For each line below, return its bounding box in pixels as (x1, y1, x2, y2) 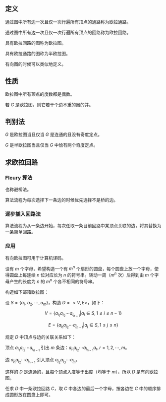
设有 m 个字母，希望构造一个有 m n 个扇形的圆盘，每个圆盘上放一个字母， (5, 265, 155, 271)
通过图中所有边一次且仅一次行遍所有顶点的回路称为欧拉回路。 (5, 29, 131, 35)
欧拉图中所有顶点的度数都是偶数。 (5, 91, 75, 97)
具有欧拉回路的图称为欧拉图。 (5, 40, 66, 46)
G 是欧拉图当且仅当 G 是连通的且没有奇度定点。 (5, 132, 103, 137)
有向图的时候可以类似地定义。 (5, 61, 66, 67)
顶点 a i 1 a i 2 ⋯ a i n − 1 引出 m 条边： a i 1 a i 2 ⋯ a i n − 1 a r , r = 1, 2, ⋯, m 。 (5, 344, 130, 352)
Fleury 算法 (5, 174, 33, 181)
